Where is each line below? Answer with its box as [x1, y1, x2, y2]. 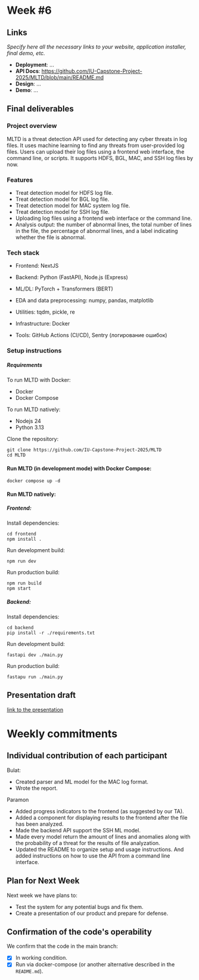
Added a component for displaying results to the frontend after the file [15, 814, 188, 821]
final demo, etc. [7, 50, 45, 57]
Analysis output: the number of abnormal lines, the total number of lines [15, 220, 192, 228]
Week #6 [7, 4, 52, 17]
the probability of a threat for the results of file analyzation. [15, 839, 160, 846]
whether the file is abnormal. [15, 234, 86, 241]
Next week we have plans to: [7, 892, 78, 899]
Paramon [7, 796, 29, 803]
